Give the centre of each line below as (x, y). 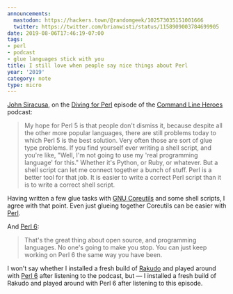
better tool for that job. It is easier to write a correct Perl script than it (122, 178)
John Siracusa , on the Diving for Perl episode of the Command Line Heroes (115, 105)
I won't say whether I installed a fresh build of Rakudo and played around (112, 268)
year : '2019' (26, 72)
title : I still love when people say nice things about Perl (98, 65)
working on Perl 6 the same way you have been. (93, 255)
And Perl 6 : (23, 226)
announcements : (29, 14)
